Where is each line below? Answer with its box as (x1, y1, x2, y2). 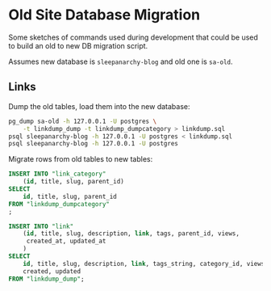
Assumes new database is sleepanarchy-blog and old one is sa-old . (8, 57, 233, 66)
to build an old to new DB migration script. (8, 40, 148, 50)
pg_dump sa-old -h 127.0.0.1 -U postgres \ (8, 117, 157, 125)
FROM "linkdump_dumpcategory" (8, 200, 110, 208)
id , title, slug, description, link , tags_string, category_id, (23, 259, 244, 268)
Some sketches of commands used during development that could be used (8, 32, 258, 42)
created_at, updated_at (26, 237, 106, 246)
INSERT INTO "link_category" (8, 170, 106, 179)
